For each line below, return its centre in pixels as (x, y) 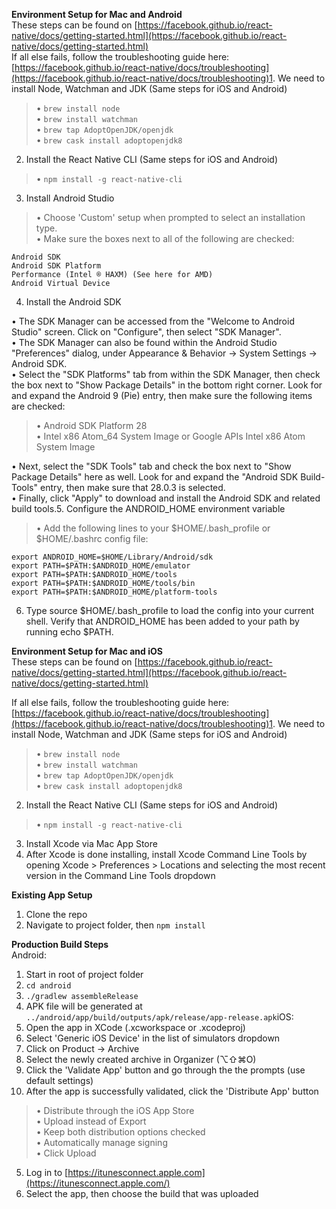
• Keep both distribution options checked (120, 1132)
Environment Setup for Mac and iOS (87, 651)
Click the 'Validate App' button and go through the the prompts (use (165, 1070)
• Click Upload (66, 1153)
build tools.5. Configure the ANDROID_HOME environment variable (148, 508)
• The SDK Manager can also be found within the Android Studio (144, 342)
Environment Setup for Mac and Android (97, 14)
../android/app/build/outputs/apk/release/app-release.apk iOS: (159, 1017)
